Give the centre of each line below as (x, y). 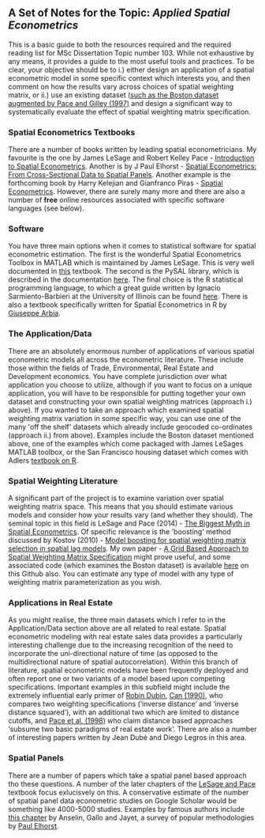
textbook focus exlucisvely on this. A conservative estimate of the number (129, 792)
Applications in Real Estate (60, 602)
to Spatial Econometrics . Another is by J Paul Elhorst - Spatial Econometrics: (132, 166)
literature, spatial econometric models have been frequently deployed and (128, 670)
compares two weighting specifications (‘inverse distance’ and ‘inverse (123, 704)
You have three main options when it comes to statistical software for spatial (132, 246)
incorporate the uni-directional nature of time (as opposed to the (113, 654)
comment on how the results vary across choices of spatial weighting (121, 86)
